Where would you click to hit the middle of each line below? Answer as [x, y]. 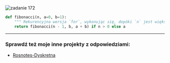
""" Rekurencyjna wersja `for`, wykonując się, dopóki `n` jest [83, 22]
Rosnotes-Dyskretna [34, 55]
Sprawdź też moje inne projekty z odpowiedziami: [68, 44]
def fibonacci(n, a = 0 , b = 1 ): [36, 17]
